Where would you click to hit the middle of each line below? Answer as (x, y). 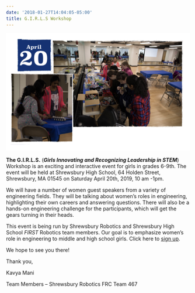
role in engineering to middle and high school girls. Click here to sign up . (93, 239)
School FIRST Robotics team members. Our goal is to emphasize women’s (95, 233)
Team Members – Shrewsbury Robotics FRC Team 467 (72, 284)
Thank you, (20, 261)
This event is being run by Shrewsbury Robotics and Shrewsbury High (90, 226)
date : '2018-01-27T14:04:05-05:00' (49, 12)
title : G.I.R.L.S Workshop (39, 18)
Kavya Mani (20, 273)
